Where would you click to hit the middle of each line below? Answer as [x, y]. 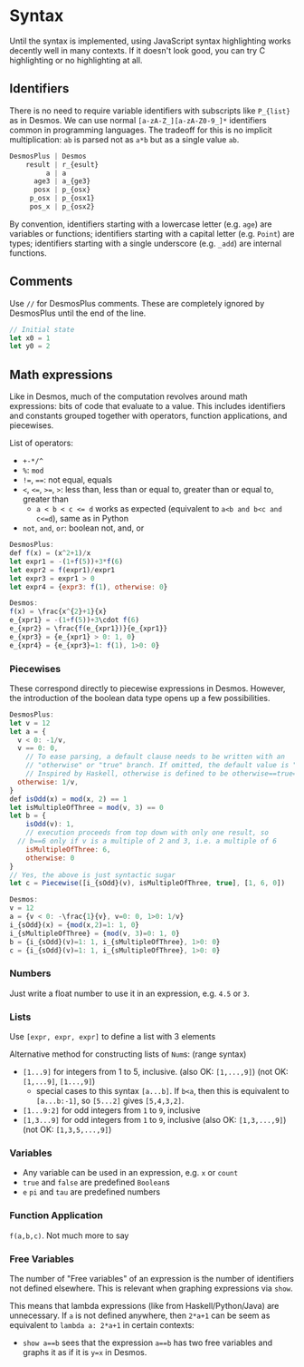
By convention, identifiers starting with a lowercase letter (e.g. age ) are [141, 224]
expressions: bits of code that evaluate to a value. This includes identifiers [147, 406]
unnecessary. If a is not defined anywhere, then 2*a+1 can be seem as [140, 1315]
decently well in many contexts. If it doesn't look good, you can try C [137, 50]
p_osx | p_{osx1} [62, 199]
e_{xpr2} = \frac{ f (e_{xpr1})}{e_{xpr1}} [89, 629]
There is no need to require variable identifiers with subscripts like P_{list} [150, 111]
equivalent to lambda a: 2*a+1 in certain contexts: [102, 1324]
